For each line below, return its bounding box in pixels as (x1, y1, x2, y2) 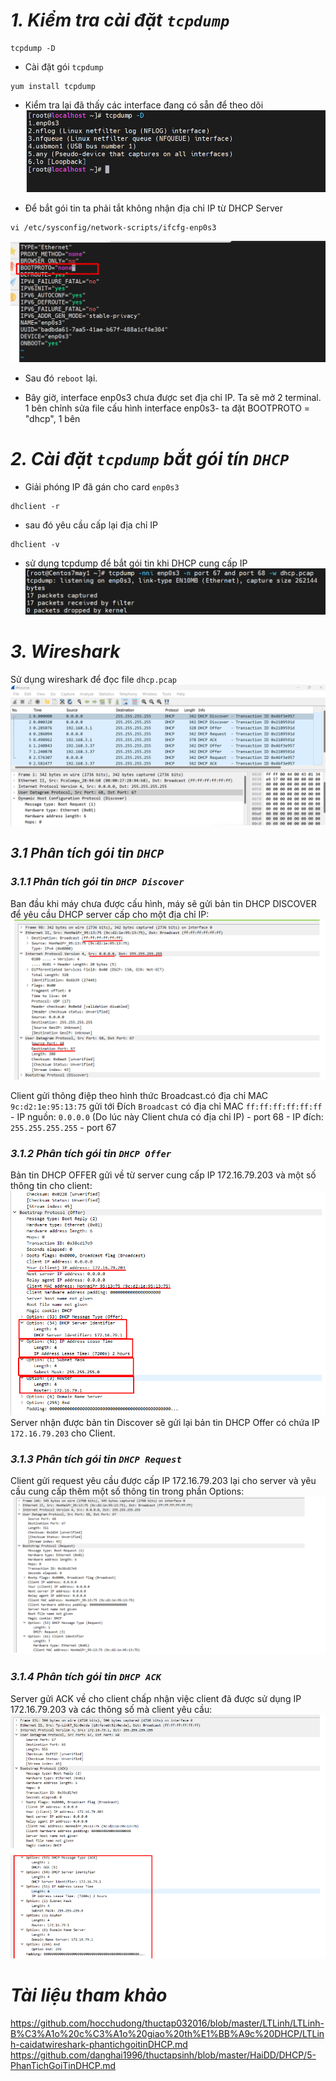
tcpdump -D (10, 43, 56, 53)
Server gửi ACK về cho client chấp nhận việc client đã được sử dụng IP (10, 1692, 302, 1704)
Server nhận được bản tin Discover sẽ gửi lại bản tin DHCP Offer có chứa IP (10, 1417, 320, 1429)
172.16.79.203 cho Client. (10, 1427, 116, 1439)
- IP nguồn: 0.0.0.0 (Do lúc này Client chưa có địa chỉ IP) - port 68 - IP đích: (10, 1110, 324, 1123)
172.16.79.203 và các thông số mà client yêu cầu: (10, 1703, 213, 1715)
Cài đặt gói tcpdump (24, 60, 104, 73)
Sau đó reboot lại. (24, 372, 98, 384)
